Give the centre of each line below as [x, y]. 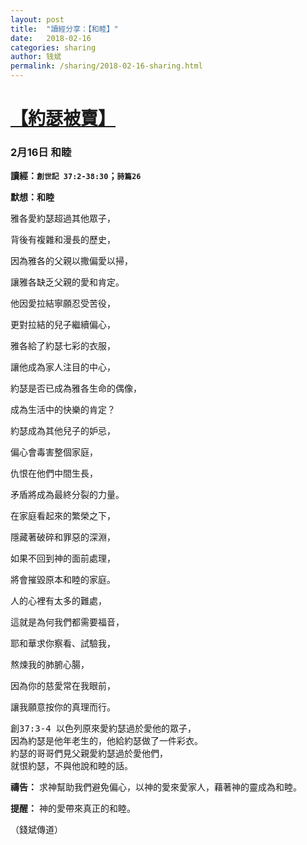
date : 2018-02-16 [51, 38]
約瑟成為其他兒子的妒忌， [63, 431]
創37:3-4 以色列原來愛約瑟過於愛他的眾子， [103, 729]
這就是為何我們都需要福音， [67, 622]
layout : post [37, 19]
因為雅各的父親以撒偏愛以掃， [71, 261]
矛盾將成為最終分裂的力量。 [67, 495]
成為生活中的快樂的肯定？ [63, 410]
